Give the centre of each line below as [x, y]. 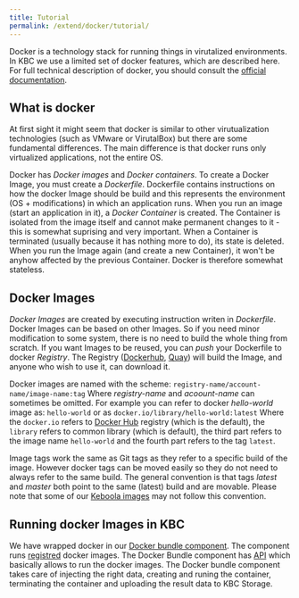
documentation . [38, 79]
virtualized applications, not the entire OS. [86, 158]
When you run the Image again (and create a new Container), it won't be [142, 251]
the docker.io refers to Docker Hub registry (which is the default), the [137, 422]
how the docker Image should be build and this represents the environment [147, 194]
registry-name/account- [217, 385]
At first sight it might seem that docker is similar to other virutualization [139, 129]
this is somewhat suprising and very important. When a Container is [134, 232]
